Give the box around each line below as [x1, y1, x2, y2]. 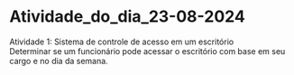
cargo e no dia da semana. [9, 55, 108, 66]
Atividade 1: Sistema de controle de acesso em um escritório [9, 36, 234, 47]
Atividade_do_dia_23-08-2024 [9, 6, 245, 27]
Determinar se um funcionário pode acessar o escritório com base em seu [9, 45, 286, 56]
